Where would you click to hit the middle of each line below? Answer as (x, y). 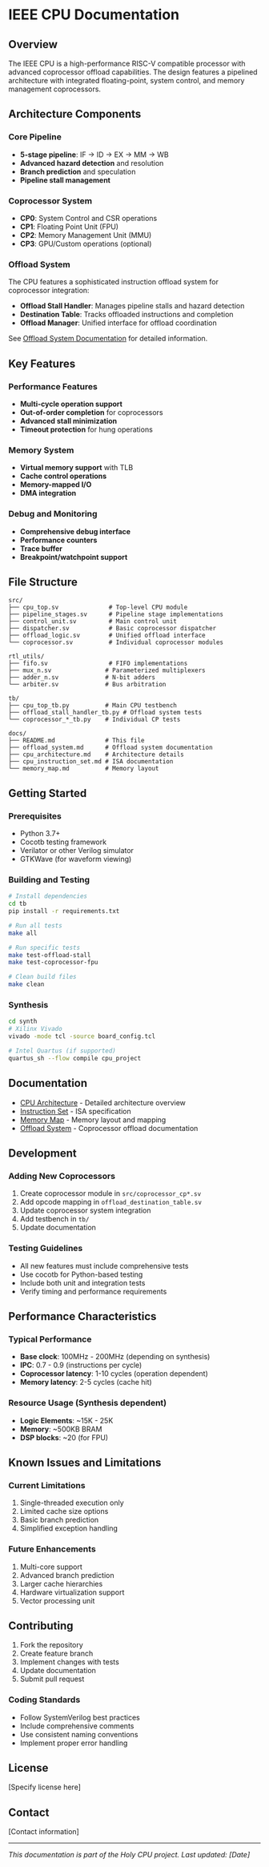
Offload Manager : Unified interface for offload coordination (118, 323)
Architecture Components (75, 114)
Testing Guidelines (46, 1249)
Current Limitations (47, 1485)
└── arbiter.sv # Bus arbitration (87, 685)
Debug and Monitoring (53, 514)
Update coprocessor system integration (85, 1210)
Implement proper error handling (74, 1743)
